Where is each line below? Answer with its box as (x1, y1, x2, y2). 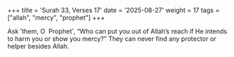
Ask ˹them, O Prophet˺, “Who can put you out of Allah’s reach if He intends (7, 27, 228, 35)
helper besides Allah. (7, 42, 69, 50)
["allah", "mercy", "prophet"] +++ (7, 13, 106, 22)
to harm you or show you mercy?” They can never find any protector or (7, 34, 216, 43)
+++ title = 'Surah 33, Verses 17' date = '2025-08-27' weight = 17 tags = (7, 6, 220, 14)
